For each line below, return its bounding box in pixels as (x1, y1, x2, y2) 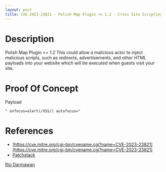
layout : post (5, 7, 32, 12)
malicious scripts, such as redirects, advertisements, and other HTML (5, 55, 147, 61)
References (5, 125, 53, 136)
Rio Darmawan (5, 162, 35, 168)
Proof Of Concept (5, 83, 79, 94)
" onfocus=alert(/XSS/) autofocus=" (5, 109, 81, 114)
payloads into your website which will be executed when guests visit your (5, 60, 155, 66)
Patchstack (12, 152, 36, 158)
